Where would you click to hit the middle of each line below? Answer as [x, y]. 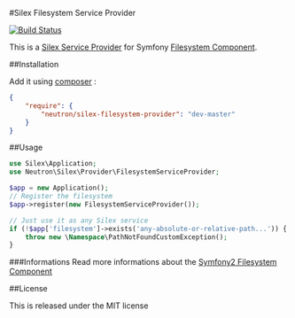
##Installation [34, 64]
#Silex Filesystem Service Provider [73, 13]
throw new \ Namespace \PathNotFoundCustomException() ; [126, 237]
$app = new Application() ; [59, 188]
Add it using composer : [53, 81]
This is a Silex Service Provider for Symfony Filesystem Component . [133, 47]
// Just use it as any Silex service [79, 221]
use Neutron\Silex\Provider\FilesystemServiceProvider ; [114, 172]
